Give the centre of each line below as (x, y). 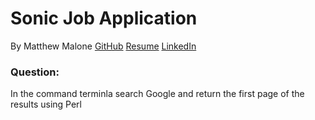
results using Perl (46, 104)
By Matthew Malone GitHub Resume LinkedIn (103, 46)
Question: (35, 72)
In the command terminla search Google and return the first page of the (157, 94)
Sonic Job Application (104, 18)
